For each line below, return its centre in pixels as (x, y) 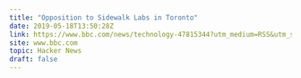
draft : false (34, 59)
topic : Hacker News (46, 51)
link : (19, 34)
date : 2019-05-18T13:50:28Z (62, 26)
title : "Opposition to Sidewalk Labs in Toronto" (104, 17)
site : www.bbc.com (43, 43)
